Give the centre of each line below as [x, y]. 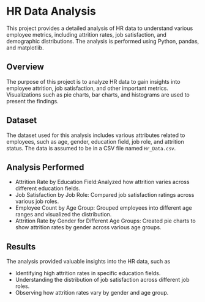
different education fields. [48, 188]
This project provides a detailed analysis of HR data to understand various [100, 28]
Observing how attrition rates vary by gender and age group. [92, 293]
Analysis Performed [45, 167]
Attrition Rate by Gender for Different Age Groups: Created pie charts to [105, 221]
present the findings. [33, 101]
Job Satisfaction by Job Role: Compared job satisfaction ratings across [105, 195]
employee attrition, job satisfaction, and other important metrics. [88, 88]
